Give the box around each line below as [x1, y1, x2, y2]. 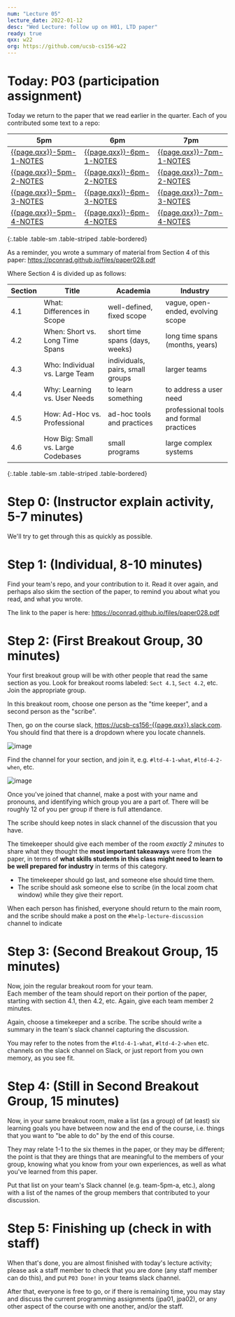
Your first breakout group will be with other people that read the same [7, 671, 208, 680]
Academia [115, 286, 151, 296]
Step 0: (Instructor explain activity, [7, 494, 215, 510]
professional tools [165, 404, 225, 414]
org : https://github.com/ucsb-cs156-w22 [7, 43, 127, 50]
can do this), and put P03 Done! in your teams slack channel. [7, 1273, 181, 1282]
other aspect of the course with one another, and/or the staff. [7, 1302, 184, 1310]
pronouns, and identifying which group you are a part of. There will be [7, 798, 209, 806]
